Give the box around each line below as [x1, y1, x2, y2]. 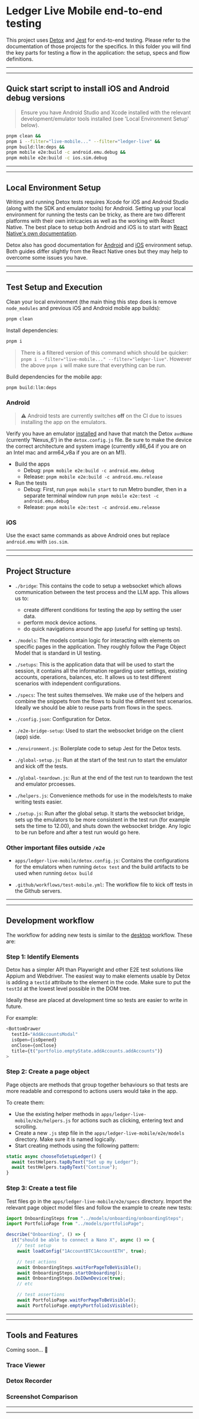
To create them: [6, 1099, 45, 1106]
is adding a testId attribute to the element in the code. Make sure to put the [6, 979, 191, 986]
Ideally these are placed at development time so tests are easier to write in [6, 997, 188, 1004]
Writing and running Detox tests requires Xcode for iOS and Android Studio [6, 198, 189, 206]
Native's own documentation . [6, 230, 78, 237]
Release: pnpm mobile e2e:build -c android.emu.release [23, 473, 163, 480]
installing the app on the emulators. [20, 418, 107, 425]
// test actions [17, 1259, 57, 1265]
